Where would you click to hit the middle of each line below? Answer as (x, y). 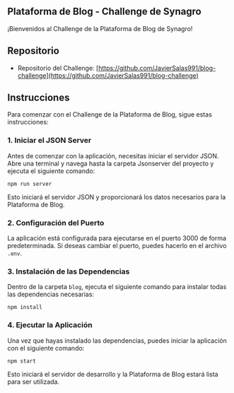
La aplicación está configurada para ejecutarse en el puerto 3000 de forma (117, 238)
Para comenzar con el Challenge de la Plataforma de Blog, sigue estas (110, 115)
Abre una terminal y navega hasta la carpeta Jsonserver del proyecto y (111, 163)
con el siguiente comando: (46, 348)
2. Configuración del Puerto (56, 223)
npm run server (30, 184)
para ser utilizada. (34, 382)
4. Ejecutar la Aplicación (50, 325)
